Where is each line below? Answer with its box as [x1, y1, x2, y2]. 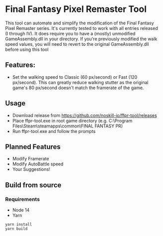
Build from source [5, 181, 62, 189]
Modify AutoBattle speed [12, 161, 64, 167]
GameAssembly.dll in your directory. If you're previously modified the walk [5, 36, 158, 42]
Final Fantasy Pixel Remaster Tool [5, 3, 147, 15]
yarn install [5, 222, 32, 227]
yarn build [5, 227, 28, 232]
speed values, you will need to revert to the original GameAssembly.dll [5, 41, 149, 47]
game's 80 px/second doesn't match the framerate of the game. [12, 85, 144, 91]
